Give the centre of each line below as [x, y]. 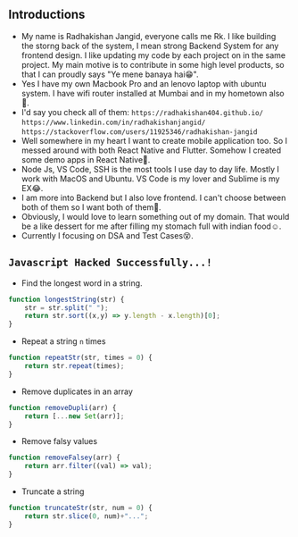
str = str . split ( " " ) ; [66, 307]
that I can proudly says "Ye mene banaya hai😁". [110, 74]
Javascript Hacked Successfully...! [111, 263]
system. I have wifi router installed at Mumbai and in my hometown [144, 93]
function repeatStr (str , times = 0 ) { [80, 358]
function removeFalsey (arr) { [65, 458]
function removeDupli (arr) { [62, 407]
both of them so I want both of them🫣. [91, 207]
